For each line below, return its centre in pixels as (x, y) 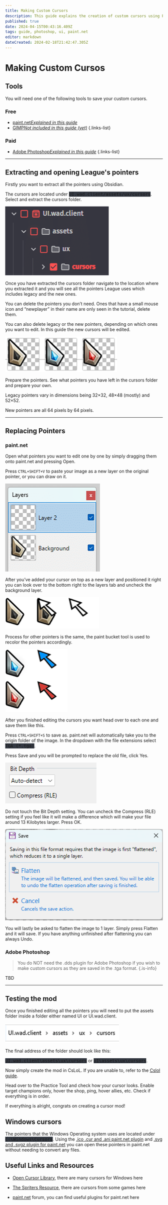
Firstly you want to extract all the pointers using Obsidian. (64, 184)
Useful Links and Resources (49, 1166)
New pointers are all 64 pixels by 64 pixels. (49, 410)
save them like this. (25, 725)
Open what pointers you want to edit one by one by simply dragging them (81, 456)
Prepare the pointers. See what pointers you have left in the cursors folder (81, 380)
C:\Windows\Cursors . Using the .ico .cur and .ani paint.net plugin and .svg (84, 1139)
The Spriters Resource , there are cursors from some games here (79, 1187)
